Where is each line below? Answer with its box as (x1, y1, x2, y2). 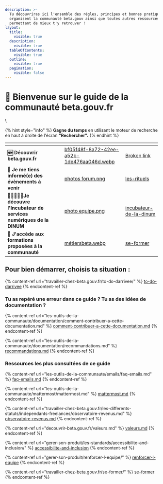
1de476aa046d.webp (64, 158, 115, 165)
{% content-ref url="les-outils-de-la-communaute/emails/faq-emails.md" (5, 371, 152, 377)
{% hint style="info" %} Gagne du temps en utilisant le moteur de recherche (5, 127, 158, 133)
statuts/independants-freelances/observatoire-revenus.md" (5, 411, 125, 416)
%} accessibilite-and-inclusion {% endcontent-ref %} (27, 445, 135, 451)
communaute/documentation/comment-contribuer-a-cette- (5, 318, 124, 323)
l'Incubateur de (7, 204, 44, 211)
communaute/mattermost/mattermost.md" (5, 391, 90, 397)
